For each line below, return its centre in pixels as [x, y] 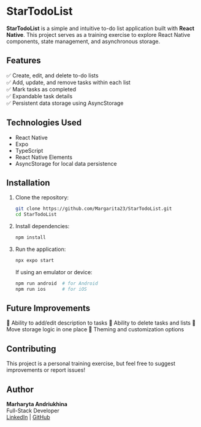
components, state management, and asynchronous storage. [83, 41]
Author [20, 389]
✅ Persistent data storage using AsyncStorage [65, 103]
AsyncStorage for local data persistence [66, 163]
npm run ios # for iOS [51, 289]
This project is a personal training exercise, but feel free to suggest [91, 364]
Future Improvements [48, 308]
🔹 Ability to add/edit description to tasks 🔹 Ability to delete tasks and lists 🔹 [101, 323]
